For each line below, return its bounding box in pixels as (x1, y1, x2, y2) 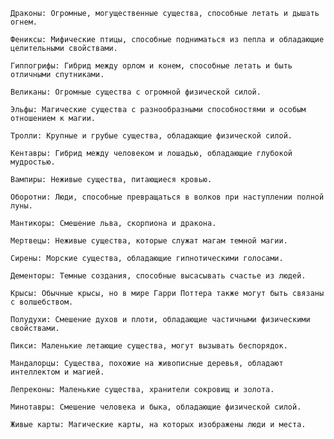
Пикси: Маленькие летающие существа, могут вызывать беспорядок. (10, 341, 288, 351)
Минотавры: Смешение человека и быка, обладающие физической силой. (10, 402, 302, 412)
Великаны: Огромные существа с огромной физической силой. (10, 87, 262, 97)
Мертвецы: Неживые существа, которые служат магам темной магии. (10, 236, 288, 246)
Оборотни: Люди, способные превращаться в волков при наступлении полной (10, 192, 325, 202)
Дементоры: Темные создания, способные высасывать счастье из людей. (10, 271, 307, 281)
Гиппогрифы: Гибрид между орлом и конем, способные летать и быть (10, 61, 293, 71)
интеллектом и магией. (10, 367, 105, 377)
